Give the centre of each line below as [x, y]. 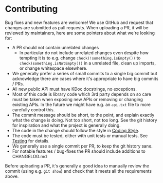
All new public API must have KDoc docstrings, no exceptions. [74, 89]
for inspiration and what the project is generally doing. [66, 125]
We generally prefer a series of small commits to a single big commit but [84, 73]
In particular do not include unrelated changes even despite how [84, 53]
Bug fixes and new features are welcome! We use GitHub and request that [79, 22]
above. [12, 176]
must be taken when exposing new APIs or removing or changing [77, 99]
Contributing [31, 9]
